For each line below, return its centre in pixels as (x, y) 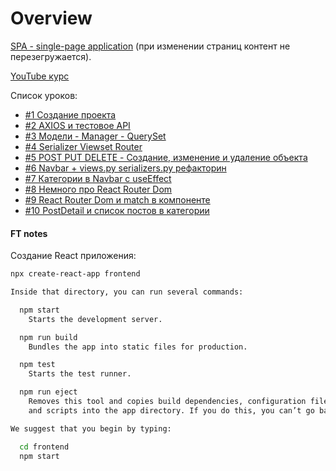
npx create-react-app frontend (75, 274)
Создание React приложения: (73, 256)
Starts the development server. (95, 319)
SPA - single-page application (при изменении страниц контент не (150, 46)
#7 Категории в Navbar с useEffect (98, 178)
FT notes (29, 233)
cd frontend (44, 447)
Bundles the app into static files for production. (138, 347)
